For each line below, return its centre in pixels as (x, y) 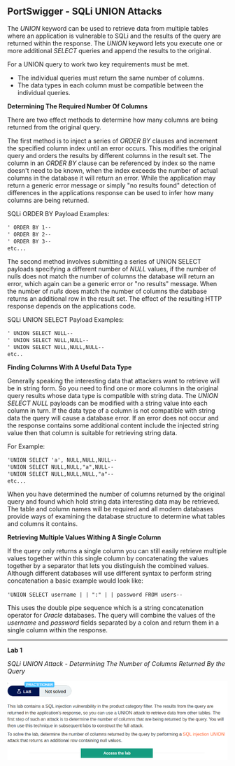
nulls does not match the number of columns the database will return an (111, 276)
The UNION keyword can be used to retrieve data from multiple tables (108, 28)
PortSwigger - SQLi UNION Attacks (85, 12)
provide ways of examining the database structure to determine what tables (116, 516)
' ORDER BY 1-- (29, 227)
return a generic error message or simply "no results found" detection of (112, 185)
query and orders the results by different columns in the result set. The (109, 155)
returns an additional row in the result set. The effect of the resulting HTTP (115, 298)
